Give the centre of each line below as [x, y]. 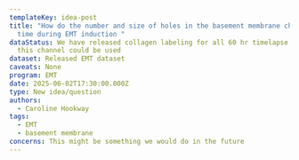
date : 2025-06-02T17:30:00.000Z [69, 84]
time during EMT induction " [71, 34]
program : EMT [33, 76]
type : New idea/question [55, 92]
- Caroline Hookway [53, 108]
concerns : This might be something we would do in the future [127, 141]
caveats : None [36, 68]
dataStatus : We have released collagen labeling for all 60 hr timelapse [149, 42]
